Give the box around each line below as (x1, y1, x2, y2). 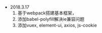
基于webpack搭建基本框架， (17, 10, 77, 16)
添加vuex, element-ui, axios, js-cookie (17, 22, 97, 28)
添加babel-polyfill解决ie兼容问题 (17, 16, 85, 22)
